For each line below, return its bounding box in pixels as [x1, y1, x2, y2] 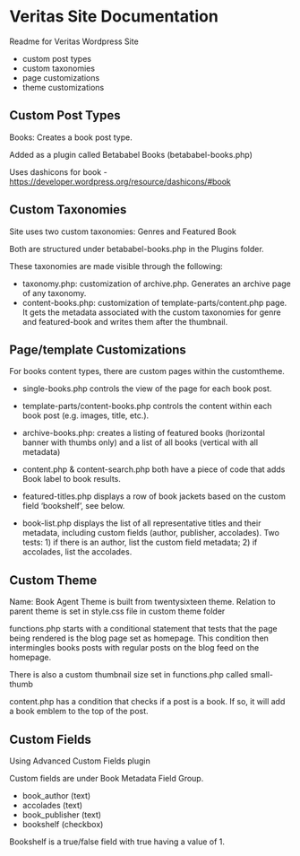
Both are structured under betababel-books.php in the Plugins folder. [9, 243, 264, 254]
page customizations [21, 72, 100, 83]
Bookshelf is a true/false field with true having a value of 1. [9, 836, 226, 847]
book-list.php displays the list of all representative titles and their [21, 518, 261, 528]
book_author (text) [21, 790, 91, 800]
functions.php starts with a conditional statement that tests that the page [9, 624, 278, 634]
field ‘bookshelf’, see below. [21, 501, 125, 511]
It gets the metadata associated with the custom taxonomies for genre [21, 307, 281, 318]
